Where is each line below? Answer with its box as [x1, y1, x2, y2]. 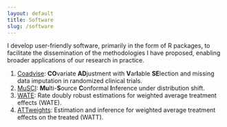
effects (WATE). [17, 99, 62, 107]
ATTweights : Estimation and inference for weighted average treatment [17, 106, 216, 114]
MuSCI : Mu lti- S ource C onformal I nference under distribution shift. [17, 84, 205, 93]
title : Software [7, 16, 54, 23]
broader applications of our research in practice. [7, 56, 144, 65]
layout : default [7, 10, 54, 17]
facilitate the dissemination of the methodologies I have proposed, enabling [7, 49, 221, 57]
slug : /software [7, 23, 54, 30]
